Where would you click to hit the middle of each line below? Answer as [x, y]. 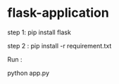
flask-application [58, 13]
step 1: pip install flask [39, 32]
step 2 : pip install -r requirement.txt [60, 45]
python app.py [29, 73]
